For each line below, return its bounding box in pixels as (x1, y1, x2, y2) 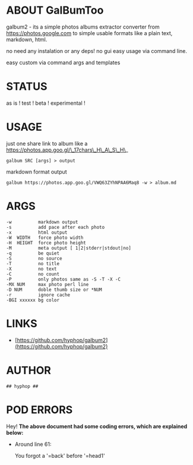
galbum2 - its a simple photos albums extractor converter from (6, 23, 160, 30)
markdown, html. (6, 36, 48, 43)
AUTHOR (6, 363, 52, 377)
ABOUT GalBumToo (6, 4, 104, 17)
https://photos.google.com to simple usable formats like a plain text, (6, 29, 173, 36)
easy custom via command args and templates (6, 59, 121, 66)
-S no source (6, 255, 62, 262)
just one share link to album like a (6, 140, 88, 147)
